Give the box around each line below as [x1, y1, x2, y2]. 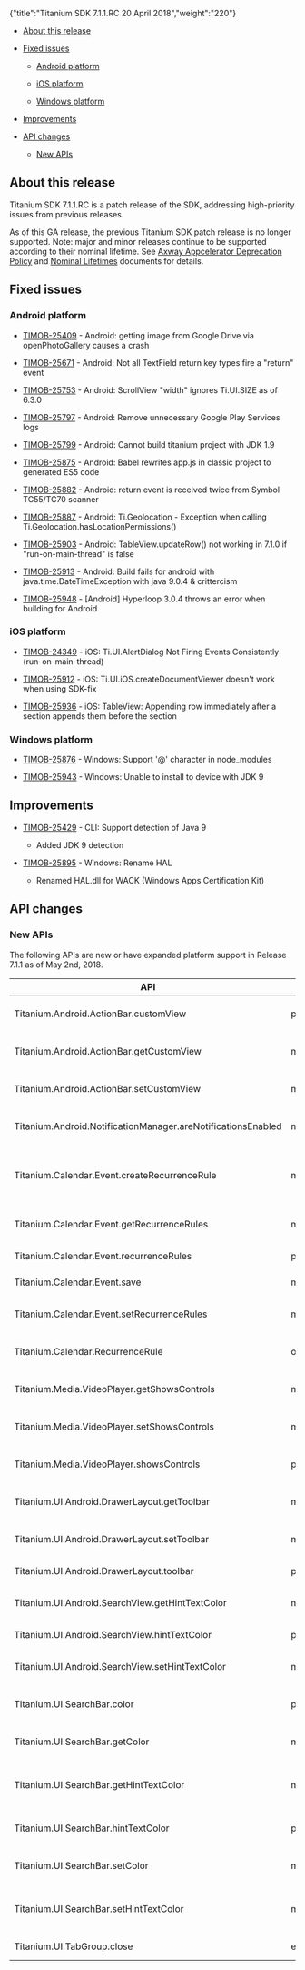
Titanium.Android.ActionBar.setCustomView [14, 1082, 202, 1095]
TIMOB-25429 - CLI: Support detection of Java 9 [22, 822, 207, 833]
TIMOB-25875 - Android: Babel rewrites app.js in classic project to [22, 457, 271, 468]
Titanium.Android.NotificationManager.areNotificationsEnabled [14, 1119, 282, 1132]
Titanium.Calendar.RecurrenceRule [14, 1345, 163, 1358]
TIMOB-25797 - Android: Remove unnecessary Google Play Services [22, 411, 280, 422]
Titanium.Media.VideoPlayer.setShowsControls [14, 1419, 215, 1432]
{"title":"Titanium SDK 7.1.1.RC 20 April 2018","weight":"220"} [9, 8, 237, 18]
